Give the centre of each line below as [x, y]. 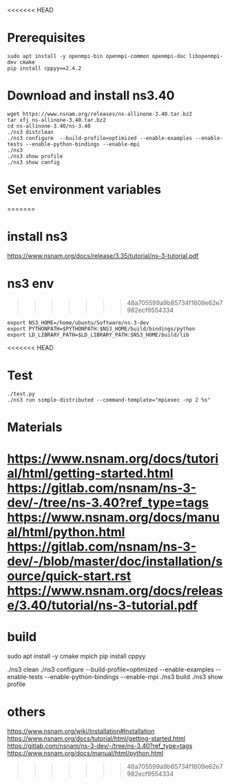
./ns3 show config [33, 162]
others [27, 712]
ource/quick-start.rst [69, 576]
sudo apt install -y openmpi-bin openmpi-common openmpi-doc [97, 56]
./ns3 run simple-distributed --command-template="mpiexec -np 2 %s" [109, 400]
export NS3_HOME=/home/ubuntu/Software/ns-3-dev [78, 323]
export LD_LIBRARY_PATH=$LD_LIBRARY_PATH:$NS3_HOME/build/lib [98, 335]
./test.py [21, 394]
